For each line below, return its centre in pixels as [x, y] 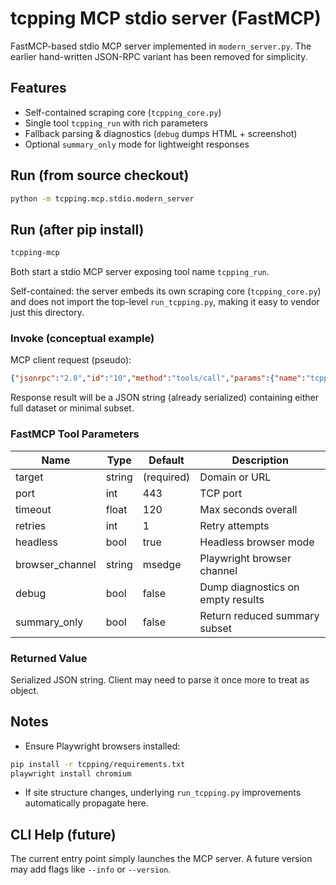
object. [25, 690]
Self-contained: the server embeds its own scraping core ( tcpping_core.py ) [166, 291]
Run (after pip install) [77, 229]
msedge [162, 564]
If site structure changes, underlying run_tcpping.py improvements [163, 793]
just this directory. [47, 313]
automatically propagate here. [86, 803]
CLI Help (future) [63, 834]
